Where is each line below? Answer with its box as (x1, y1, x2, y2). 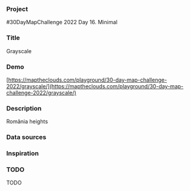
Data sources (6, 133, 47, 141)
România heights (6, 118, 49, 125)
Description (6, 104, 42, 112)
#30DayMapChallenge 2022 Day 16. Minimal (6, 19, 118, 26)
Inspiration (6, 149, 39, 158)
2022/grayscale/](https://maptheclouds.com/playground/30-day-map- (6, 82, 184, 89)
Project (6, 5, 29, 13)
